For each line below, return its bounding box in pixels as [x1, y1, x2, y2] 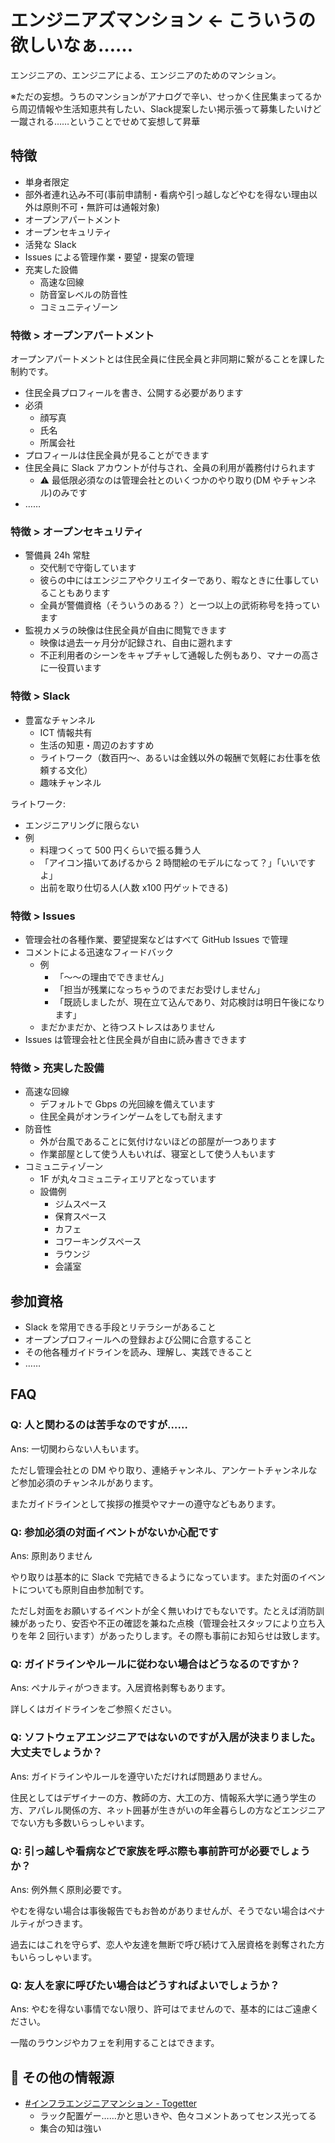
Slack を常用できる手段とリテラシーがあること [24, 1321, 217, 1333]
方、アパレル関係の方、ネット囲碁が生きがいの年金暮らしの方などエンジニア [10, 1804, 326, 1816]
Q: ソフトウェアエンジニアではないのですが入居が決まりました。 [10, 1731, 322, 1745]
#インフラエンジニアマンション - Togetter [24, 2097, 198, 2110]
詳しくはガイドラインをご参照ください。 [10, 1703, 177, 1715]
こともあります [48, 587, 111, 599]
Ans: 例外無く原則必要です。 [10, 1883, 127, 1895]
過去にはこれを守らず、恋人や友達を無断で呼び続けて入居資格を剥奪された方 [10, 1938, 325, 1950]
